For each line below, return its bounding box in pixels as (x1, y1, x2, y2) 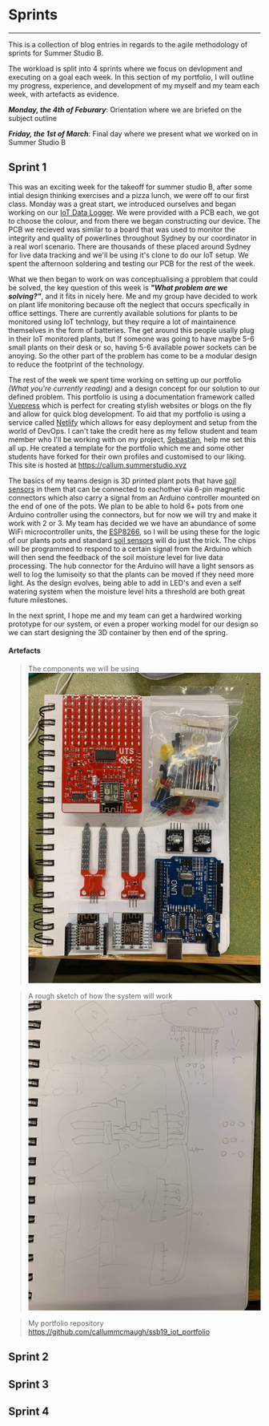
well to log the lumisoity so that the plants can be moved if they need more (8, 569, 255, 579)
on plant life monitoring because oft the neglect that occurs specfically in (8, 299, 250, 310)
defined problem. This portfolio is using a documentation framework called (8, 391, 255, 402)
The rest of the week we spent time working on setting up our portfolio (8, 375, 242, 384)
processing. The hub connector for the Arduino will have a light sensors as (8, 561, 255, 570)
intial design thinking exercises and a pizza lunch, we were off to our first (8, 190, 250, 200)
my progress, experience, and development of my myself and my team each (8, 80, 260, 90)
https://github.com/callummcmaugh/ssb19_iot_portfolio (27, 1327, 211, 1336)
